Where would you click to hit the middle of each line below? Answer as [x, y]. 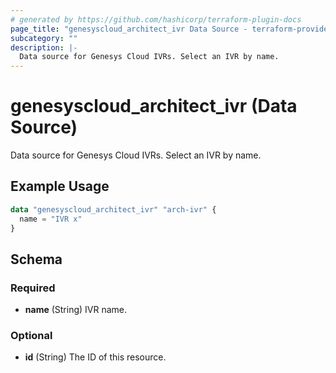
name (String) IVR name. [76, 310]
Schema [36, 259]
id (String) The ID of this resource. [95, 357]
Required [33, 288]
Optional [31, 336]
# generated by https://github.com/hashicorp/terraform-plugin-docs [156, 19]
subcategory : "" [44, 38]
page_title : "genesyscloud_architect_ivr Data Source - [129, 29]
